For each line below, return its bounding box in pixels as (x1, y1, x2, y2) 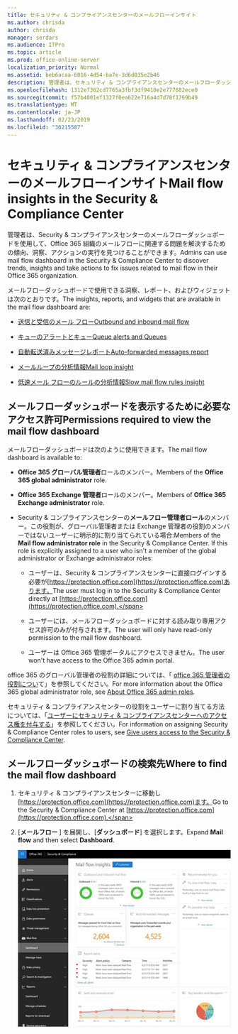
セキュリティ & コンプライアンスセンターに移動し (17, 789, 161, 798)
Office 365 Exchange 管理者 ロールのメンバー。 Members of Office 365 (17, 490, 227, 499)
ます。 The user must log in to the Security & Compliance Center (34, 586, 221, 594)
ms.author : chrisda (7, 18, 65, 26)
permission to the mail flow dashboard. (28, 633, 142, 642)
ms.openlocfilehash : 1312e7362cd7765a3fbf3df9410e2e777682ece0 (7, 86, 198, 94)
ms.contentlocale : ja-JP (7, 109, 81, 116)
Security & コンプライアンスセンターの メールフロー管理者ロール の (17, 513, 211, 521)
